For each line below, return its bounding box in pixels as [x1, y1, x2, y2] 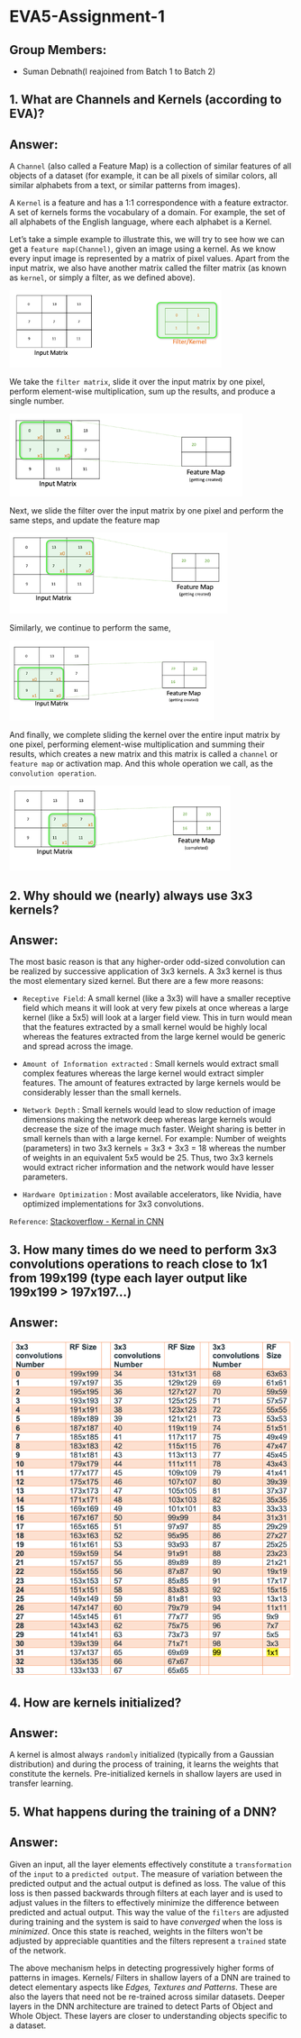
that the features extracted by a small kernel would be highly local [22, 1022, 268, 1033]
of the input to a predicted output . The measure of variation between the [9, 1868, 283, 1879]
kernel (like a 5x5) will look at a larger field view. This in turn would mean [22, 1012, 293, 1024]
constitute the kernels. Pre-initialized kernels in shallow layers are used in [9, 1769, 282, 1779]
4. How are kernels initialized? [9, 1695, 182, 1710]
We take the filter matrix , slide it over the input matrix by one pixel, [9, 377, 266, 387]
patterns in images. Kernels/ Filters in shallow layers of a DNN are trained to [9, 1971, 291, 1983]
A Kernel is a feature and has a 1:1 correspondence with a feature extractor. [9, 197, 289, 208]
